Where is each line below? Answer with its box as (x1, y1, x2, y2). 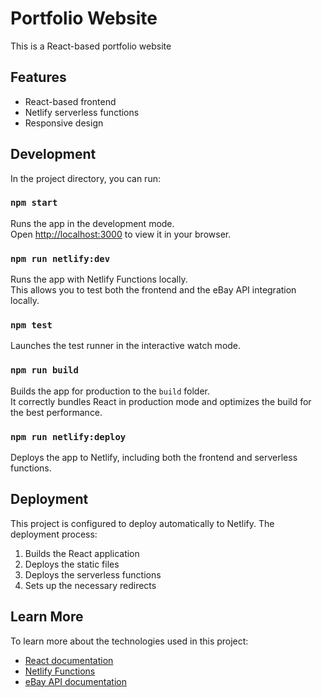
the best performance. (10, 406, 103, 418)
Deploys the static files (24, 558, 120, 570)
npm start (10, 197, 58, 209)
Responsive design (24, 117, 104, 129)
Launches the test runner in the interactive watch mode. (10, 340, 242, 352)
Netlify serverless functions (24, 106, 140, 118)
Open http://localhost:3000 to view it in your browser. (10, 228, 232, 240)
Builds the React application (24, 547, 140, 559)
